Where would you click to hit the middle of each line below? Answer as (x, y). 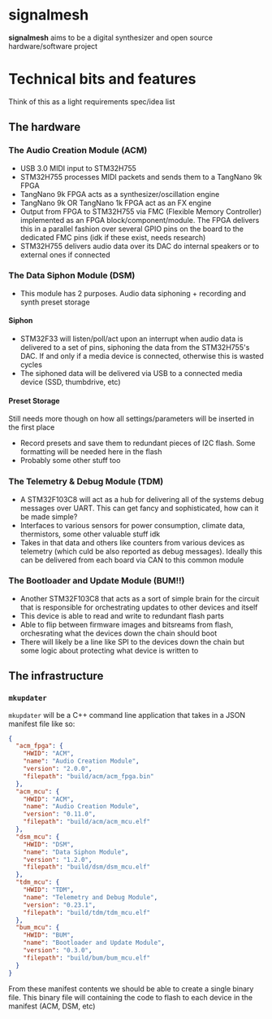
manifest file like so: (42, 724)
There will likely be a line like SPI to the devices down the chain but (132, 641)
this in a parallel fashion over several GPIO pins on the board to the (132, 229)
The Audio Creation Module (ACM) (78, 151)
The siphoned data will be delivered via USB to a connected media (131, 374)
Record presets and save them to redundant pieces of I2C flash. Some (138, 443)
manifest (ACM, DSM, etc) (52, 1006)
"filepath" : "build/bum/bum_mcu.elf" (87, 958)
